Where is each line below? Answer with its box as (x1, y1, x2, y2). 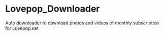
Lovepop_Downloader (5, 3, 100, 15)
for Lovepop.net (5, 25, 39, 31)
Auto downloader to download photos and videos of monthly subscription (5, 20, 159, 26)
